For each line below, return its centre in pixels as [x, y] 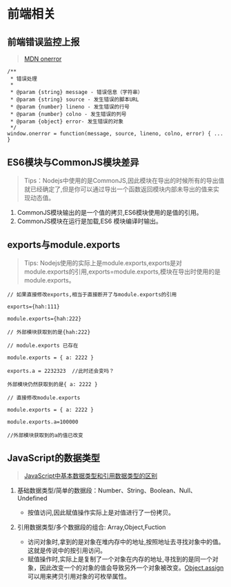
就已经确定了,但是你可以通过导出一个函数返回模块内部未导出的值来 [119, 189]
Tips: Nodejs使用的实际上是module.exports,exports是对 [103, 262]
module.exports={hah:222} [44, 318]
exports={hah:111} [33, 307]
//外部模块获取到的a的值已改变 [46, 435]
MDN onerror [43, 59]
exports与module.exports [64, 245]
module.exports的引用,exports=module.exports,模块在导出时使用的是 [122, 271]
